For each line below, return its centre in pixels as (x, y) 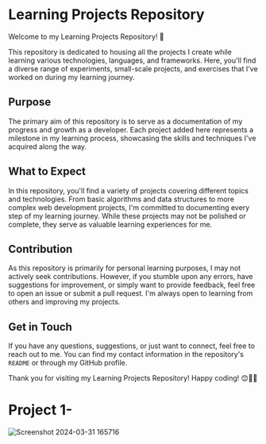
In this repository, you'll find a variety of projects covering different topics (128, 190)
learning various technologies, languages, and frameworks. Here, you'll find (132, 60)
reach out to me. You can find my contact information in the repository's (126, 354)
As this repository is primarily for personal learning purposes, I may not (124, 268)
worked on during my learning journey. (71, 77)
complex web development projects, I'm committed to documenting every (129, 207)
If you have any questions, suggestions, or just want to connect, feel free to (132, 346)
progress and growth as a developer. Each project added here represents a (131, 129)
